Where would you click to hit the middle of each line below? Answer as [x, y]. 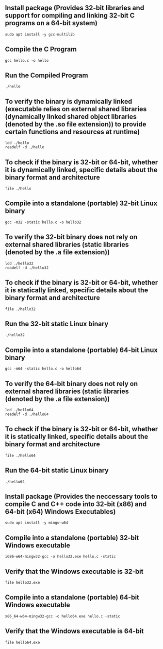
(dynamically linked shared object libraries [71, 116]
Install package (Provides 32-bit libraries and [75, 8]
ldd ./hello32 [19, 263]
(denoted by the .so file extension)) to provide [76, 124]
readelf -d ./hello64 [27, 414]
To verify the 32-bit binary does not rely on [71, 237]
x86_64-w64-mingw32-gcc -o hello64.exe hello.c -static [63, 616]
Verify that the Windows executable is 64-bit [74, 631]
